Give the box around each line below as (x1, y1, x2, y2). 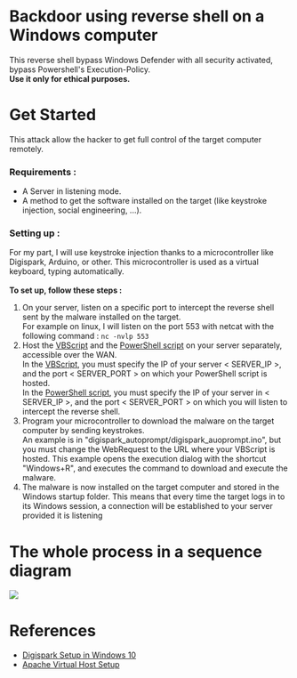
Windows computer (9, 25, 158, 45)
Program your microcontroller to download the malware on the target (21, 416, 275, 426)
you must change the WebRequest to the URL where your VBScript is (21, 444, 276, 455)
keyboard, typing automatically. (9, 266, 124, 277)
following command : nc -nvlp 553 (21, 331, 149, 342)
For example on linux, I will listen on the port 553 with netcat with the (21, 321, 275, 332)
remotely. (9, 143, 44, 154)
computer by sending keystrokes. (21, 425, 145, 436)
